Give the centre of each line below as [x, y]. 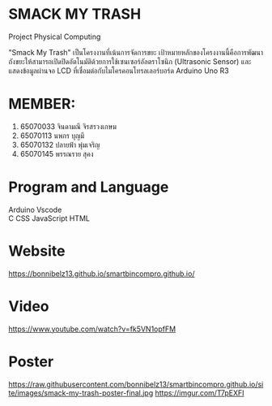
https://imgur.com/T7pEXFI [200, 393]
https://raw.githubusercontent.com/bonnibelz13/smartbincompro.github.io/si [136, 384]
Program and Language [89, 187]
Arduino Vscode [35, 209]
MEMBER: [42, 104]
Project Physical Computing [55, 37]
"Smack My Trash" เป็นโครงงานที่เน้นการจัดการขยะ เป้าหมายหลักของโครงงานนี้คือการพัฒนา [136, 52]
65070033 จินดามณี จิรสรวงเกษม [68, 126]
